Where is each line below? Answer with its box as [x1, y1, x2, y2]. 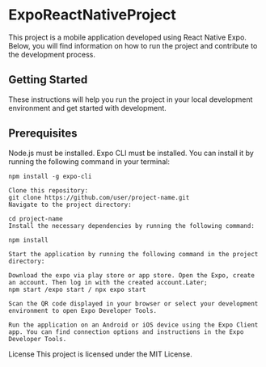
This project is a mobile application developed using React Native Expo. [8, 32, 247, 42]
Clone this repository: [8, 186, 89, 195]
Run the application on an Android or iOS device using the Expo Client [8, 321, 259, 329]
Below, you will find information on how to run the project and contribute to [8, 40, 258, 50]
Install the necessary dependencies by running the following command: [8, 221, 255, 230]
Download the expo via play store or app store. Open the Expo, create [8, 271, 255, 280]
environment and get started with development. [8, 103, 167, 112]
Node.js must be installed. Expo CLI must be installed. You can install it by [8, 148, 255, 158]
